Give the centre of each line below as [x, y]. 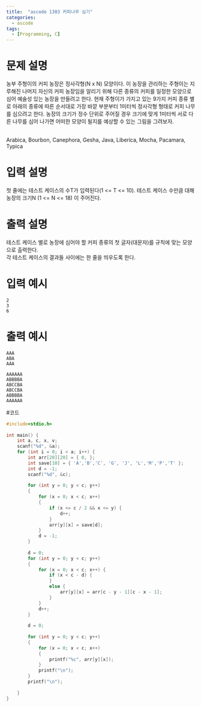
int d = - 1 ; [43, 469]
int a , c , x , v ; [37, 441]
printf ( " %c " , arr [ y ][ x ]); [81, 659]
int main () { [22, 435]
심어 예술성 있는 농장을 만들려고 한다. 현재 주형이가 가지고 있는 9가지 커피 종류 [97, 99]
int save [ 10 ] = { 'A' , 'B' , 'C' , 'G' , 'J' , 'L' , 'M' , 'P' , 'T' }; [106, 463]
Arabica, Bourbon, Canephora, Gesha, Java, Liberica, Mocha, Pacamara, [96, 140]
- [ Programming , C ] [36, 34]
